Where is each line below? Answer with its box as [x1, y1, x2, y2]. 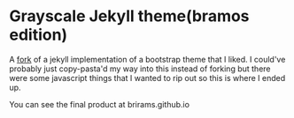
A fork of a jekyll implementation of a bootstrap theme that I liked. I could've [9, 54, 286, 64]
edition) [9, 25, 68, 45]
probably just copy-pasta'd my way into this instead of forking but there [9, 63, 271, 74]
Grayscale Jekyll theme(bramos [9, 6, 250, 26]
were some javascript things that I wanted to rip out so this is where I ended [9, 72, 286, 83]
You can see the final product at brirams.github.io [9, 99, 190, 109]
